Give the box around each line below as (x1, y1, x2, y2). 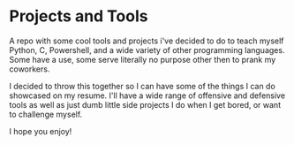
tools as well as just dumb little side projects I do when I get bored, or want (9, 99, 281, 110)
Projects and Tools (9, 6, 148, 27)
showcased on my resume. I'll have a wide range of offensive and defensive (9, 90, 285, 101)
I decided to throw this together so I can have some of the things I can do (9, 80, 275, 91)
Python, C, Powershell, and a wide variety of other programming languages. (9, 44, 285, 55)
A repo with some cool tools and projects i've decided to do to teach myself (9, 35, 284, 46)
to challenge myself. (9, 109, 83, 119)
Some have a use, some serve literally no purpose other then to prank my (9, 54, 276, 65)
